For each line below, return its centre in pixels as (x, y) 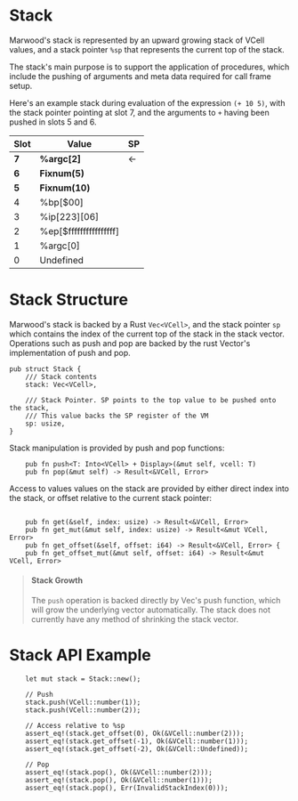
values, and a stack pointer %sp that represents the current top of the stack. (147, 49)
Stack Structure (69, 300)
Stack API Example (80, 655)
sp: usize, (45, 424)
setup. (21, 85)
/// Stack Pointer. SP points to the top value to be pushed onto (151, 400)
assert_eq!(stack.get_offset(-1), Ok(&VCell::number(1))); (137, 741)
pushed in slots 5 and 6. (53, 122)
